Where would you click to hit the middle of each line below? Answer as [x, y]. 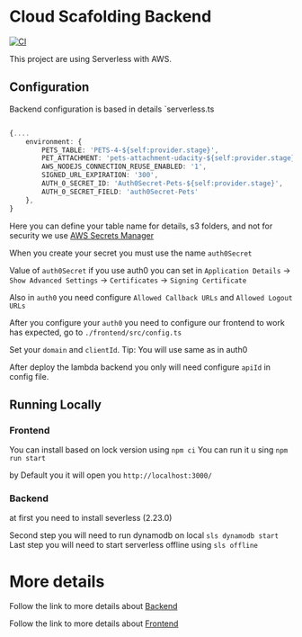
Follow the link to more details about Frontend [94, 624]
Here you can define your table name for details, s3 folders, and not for [141, 226]
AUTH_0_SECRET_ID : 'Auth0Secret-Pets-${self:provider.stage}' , [162, 184]
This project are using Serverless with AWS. [91, 58]
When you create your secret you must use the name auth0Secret [131, 253]
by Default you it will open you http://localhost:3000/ [111, 475]
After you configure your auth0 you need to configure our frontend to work [147, 322]
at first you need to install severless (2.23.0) [91, 518]
